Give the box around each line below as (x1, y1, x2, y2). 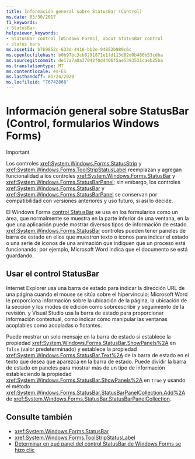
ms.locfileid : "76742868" (6, 80, 69, 85)
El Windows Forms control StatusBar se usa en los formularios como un (6, 208, 178, 215)
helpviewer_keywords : (6, 30, 59, 36)
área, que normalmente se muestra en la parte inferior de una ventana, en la (6, 215, 189, 222)
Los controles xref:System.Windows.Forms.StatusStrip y (6, 160, 142, 167)
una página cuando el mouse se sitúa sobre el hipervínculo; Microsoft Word (6, 291, 188, 298)
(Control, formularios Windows (6, 117, 159, 130)
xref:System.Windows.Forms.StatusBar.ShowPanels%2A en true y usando (6, 377, 186, 384)
